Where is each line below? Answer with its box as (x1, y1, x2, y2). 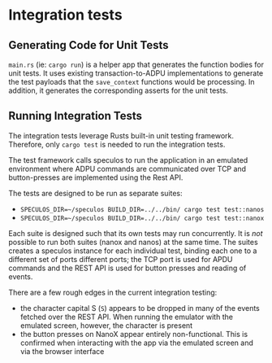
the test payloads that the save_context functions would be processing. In (8, 77, 255, 86)
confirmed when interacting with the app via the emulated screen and (19, 338, 254, 348)
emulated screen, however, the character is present (19, 320, 193, 330)
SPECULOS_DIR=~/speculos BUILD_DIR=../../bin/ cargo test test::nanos (19, 205, 265, 213)
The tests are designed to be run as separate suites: (8, 188, 183, 198)
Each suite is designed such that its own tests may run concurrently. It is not (8, 228, 263, 238)
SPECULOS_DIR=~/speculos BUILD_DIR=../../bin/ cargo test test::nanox (19, 214, 265, 222)
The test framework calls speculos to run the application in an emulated (8, 155, 248, 164)
